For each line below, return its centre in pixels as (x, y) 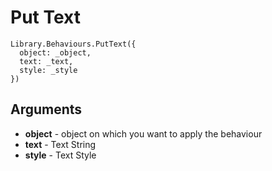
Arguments (46, 109)
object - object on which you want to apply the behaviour (143, 133)
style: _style (48, 70)
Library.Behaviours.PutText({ (73, 44)
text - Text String (60, 144)
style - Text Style (60, 155)
